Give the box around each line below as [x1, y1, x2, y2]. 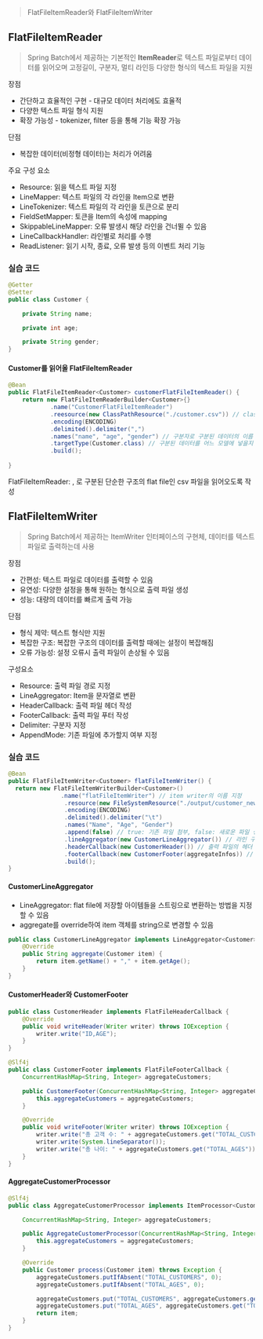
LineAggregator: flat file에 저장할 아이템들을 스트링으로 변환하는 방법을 [19, 900, 238, 909]
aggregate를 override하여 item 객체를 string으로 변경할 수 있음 [19, 920, 214, 929]
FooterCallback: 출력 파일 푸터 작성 [19, 710, 129, 719]
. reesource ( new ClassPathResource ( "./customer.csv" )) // [49, 410, 240, 419]
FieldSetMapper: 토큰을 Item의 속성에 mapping [19, 211, 168, 221]
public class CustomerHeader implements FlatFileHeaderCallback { [8, 1008, 229, 1015]
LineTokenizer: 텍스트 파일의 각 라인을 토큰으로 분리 [19, 202, 179, 211]
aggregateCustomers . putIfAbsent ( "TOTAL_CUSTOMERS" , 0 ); [36, 1273, 222, 1281]
